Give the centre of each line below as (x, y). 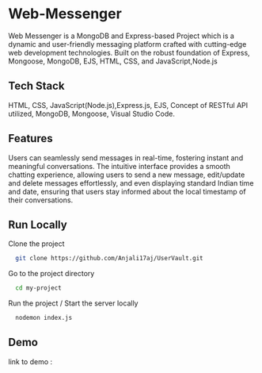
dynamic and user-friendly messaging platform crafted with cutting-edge (127, 44)
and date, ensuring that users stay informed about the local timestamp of (127, 191)
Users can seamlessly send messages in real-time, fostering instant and (126, 158)
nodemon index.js (44, 318)
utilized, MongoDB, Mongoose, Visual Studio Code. (92, 113)
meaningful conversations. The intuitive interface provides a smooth (120, 166)
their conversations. (41, 200)
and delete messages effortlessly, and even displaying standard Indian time (131, 183)
